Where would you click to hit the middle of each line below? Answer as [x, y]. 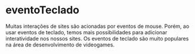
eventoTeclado [42, 10]
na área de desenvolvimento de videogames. [60, 45]
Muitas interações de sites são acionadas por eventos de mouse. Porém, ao [97, 26]
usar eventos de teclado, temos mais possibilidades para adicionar [86, 32]
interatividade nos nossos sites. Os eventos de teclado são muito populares [97, 38]
